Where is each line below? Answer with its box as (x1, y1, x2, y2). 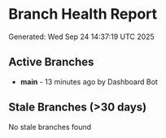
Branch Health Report (8, 5, 158, 24)
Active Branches (8, 55, 94, 69)
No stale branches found (8, 122, 92, 132)
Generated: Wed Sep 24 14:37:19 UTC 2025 (8, 32, 155, 41)
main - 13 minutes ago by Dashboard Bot (20, 76, 159, 86)
